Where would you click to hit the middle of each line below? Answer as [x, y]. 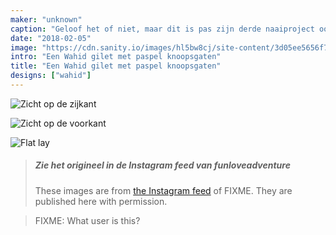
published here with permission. [101, 201]
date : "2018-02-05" [51, 38]
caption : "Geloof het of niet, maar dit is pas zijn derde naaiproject [162, 29]
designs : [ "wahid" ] [51, 76]
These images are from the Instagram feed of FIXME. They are [163, 190]
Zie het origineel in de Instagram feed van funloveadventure [162, 165]
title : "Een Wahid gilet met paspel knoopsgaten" [116, 66]
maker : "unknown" [46, 19]
